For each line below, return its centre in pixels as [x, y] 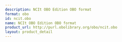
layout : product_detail [29, 32]
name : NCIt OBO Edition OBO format [41, 23]
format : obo [17, 14]
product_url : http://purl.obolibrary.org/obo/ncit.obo [61, 28]
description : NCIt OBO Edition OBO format [48, 9]
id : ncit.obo [18, 18]
